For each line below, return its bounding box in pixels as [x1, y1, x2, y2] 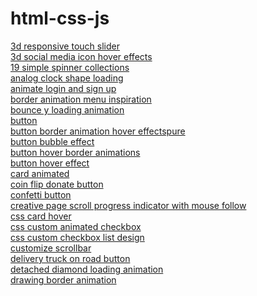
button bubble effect [10, 135, 95, 147]
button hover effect [10, 157, 90, 169]
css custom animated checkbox [10, 220, 142, 232]
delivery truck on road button [10, 252, 131, 264]
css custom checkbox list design [10, 231, 145, 243]
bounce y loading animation [10, 103, 125, 116]
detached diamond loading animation [10, 263, 164, 275]
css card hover [10, 210, 72, 222]
